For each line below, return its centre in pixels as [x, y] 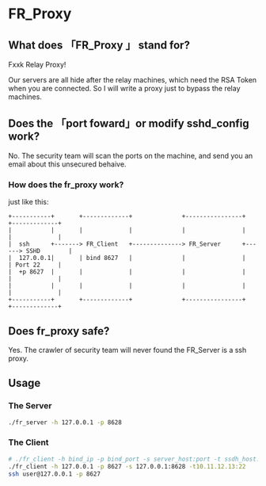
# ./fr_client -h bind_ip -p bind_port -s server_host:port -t [115, 459]
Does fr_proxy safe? [59, 331]
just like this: [28, 202]
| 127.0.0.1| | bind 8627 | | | [127, 258]
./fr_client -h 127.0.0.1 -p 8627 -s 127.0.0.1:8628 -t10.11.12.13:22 [127, 466]
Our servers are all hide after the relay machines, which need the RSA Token [133, 80]
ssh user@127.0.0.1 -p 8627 [55, 474]
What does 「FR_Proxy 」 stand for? [99, 45]
